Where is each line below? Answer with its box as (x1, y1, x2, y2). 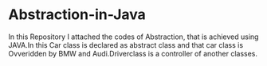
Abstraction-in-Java (8, 6, 146, 24)
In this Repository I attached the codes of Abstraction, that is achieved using (8, 32, 259, 41)
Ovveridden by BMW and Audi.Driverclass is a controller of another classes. (8, 49, 257, 58)
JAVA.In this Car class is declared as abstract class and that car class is (8, 40, 244, 49)
